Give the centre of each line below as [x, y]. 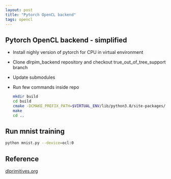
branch [20, 68]
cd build [22, 101]
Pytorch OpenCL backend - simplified [66, 40]
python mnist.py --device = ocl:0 [39, 143]
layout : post [19, 10]
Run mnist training [35, 131]
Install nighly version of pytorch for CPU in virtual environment [78, 52]
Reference [22, 159]
